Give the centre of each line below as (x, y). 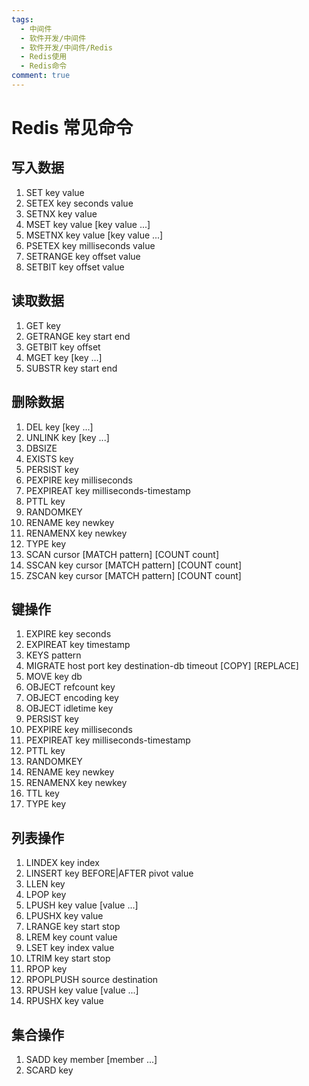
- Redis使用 (44, 57)
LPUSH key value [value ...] (82, 905)
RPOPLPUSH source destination (92, 980)
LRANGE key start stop (73, 927)
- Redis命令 (44, 66)
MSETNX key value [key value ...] (94, 235)
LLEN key (45, 884)
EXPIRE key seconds (68, 634)
